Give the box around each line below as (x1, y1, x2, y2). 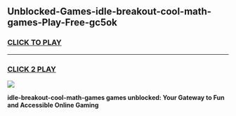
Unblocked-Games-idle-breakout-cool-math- (7, 6, 212, 18)
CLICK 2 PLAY (7, 64, 56, 74)
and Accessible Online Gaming (7, 101, 99, 109)
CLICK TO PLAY (7, 38, 62, 48)
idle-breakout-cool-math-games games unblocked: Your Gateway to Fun (7, 93, 225, 101)
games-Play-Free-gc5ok (7, 17, 118, 29)
